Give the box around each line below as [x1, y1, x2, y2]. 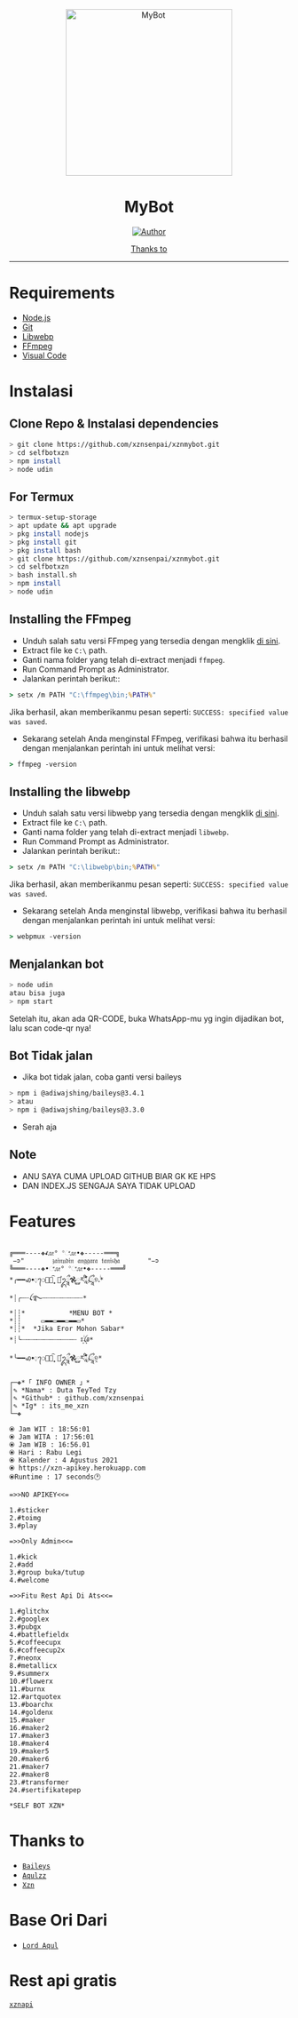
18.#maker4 [9, 1739, 50, 1748]
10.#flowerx [9, 1677, 53, 1686]
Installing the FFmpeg [9, 612, 131, 627]
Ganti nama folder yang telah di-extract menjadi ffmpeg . [21, 654, 225, 665]
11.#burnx [9, 1684, 46, 1694]
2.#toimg [9, 1513, 42, 1522]
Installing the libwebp [9, 784, 131, 799]
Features [9, 1211, 76, 1232]
